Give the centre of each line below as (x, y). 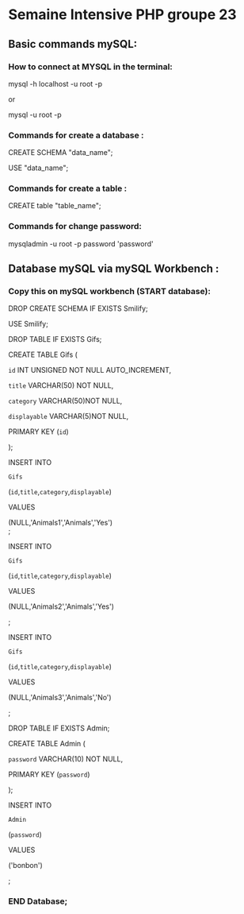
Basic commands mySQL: (73, 44)
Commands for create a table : (68, 188)
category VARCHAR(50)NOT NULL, (65, 401)
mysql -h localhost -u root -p (55, 83)
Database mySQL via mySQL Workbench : (114, 269)
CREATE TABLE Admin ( (47, 744)
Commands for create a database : (76, 135)
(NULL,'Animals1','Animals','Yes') (61, 523)
